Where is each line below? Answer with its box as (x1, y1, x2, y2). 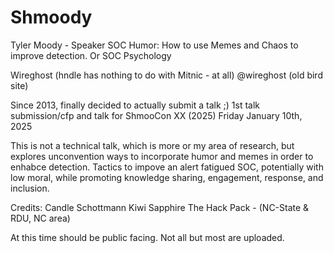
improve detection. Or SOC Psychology (10, 49, 172, 61)
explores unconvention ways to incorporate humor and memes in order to (10, 150, 314, 162)
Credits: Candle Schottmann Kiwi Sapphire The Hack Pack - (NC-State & (10, 201, 310, 213)
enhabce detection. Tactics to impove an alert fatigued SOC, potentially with (10, 161, 324, 173)
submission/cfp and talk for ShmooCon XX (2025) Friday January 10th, (10, 109, 303, 121)
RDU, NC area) (10, 212, 71, 224)
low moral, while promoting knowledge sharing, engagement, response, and (10, 171, 324, 183)
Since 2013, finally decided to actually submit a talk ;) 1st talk (10, 99, 261, 111)
